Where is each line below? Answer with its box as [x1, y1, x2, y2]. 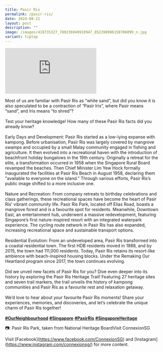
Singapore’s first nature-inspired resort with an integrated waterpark [5, 216, 142, 222]
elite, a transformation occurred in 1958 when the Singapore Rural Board [5, 159, 150, 166]
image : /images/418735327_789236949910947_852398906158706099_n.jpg [5, 30, 147, 35]
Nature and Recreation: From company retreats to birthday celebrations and [5, 191, 157, 196]
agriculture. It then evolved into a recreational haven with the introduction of [5, 149, 158, 155]
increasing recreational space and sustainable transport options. [5, 227, 134, 233]
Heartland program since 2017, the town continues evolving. [5, 258, 126, 264]
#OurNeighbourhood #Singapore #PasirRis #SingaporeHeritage [5, 315, 138, 321]
